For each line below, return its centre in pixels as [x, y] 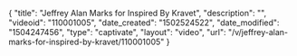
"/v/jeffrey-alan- [258, 32]
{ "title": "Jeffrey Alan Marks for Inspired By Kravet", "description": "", [138, 13]
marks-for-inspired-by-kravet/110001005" [86, 42]
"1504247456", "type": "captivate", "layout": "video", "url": [117, 32]
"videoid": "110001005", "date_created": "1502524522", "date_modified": [144, 23]
